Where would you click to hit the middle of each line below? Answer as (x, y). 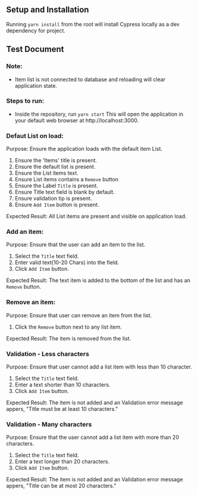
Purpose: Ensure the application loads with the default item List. (84, 149)
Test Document (35, 49)
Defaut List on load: (35, 135)
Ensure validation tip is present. (53, 199)
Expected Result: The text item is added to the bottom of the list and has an (98, 280)
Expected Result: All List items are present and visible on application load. (97, 216)
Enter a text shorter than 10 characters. (63, 385)
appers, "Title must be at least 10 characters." (62, 409)
